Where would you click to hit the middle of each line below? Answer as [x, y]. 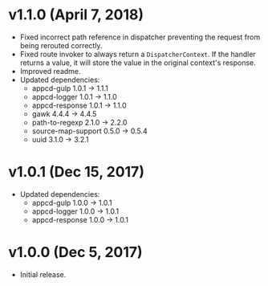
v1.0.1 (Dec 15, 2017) [76, 172]
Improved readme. [51, 71]
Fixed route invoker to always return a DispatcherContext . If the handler [138, 54]
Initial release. [43, 274]
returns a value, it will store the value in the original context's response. [138, 63]
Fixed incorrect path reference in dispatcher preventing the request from [140, 37]
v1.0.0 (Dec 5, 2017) [75, 253]
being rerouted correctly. [61, 45]
